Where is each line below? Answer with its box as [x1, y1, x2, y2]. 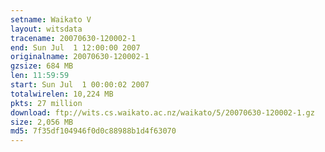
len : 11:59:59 [10, 71, 70, 81]
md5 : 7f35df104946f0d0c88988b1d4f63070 [10, 126, 177, 136]
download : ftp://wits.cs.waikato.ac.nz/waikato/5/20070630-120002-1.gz [10, 107, 315, 118]
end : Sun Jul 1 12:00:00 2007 [10, 42, 141, 53]
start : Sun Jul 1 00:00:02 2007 [10, 80, 150, 90]
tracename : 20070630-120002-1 [10, 33, 137, 43]
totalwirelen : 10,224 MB [10, 89, 114, 99]
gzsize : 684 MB [10, 61, 74, 71]
